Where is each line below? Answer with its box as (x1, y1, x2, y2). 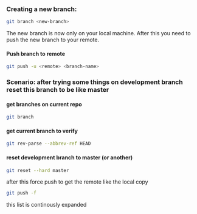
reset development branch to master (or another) (6, 154, 133, 161)
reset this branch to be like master (6, 86, 109, 94)
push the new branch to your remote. (6, 36, 99, 44)
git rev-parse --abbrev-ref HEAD (6, 140, 91, 147)
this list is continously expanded (6, 201, 87, 209)
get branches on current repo (6, 100, 82, 108)
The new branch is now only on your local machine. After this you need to (6, 30, 191, 37)
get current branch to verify (6, 127, 78, 134)
